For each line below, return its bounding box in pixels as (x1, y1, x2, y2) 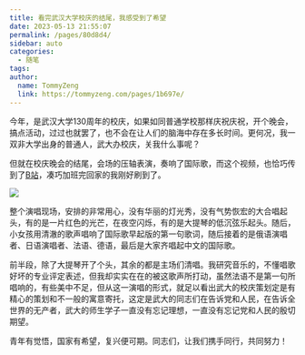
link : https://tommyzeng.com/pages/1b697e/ (17, 89, 184, 98)
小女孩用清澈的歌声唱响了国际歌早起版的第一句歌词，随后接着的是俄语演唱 (9, 228, 288, 239)
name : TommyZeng (17, 81, 79, 90)
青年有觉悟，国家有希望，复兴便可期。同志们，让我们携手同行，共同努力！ (9, 335, 288, 346)
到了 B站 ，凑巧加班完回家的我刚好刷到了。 (9, 169, 166, 180)
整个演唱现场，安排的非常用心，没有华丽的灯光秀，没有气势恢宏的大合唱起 (9, 206, 288, 217)
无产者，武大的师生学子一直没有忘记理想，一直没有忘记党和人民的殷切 (33, 304, 296, 315)
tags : (9, 65, 30, 74)
